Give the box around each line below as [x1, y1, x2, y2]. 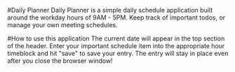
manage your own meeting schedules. [7, 21, 118, 29]
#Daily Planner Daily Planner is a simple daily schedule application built [7, 6, 213, 14]
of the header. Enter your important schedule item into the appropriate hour [7, 42, 225, 50]
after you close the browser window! [7, 57, 114, 65]
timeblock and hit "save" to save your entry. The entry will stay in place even [7, 49, 229, 57]
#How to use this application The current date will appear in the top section [7, 34, 225, 43]
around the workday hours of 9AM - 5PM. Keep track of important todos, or [7, 13, 226, 22]
